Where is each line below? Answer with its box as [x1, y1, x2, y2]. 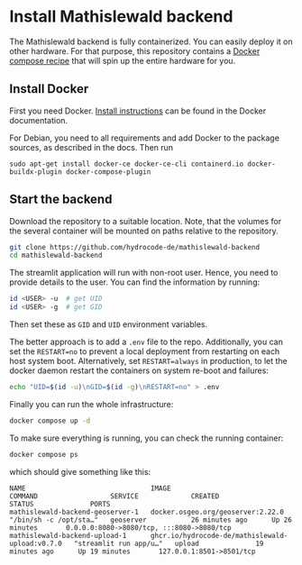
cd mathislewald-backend [9, 251, 103, 260]
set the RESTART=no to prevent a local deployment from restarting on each [9, 346, 280, 357]
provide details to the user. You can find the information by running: [9, 277, 260, 287]
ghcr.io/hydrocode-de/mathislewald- [150, 531, 288, 540]
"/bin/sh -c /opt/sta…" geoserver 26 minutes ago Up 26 [9, 515, 293, 524]
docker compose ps [9, 450, 78, 459]
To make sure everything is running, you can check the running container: [9, 433, 284, 443]
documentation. [9, 114, 69, 125]
